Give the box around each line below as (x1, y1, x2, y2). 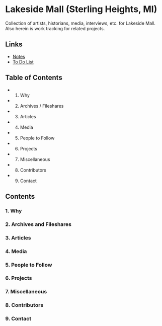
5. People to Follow (5, 261, 52, 268)
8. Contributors (5, 302, 44, 309)
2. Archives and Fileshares (5, 220, 72, 227)
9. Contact (5, 315, 32, 322)
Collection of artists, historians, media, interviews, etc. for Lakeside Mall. (5, 20, 156, 26)
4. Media (5, 248, 27, 255)
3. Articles (5, 234, 31, 241)
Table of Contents (5, 73, 63, 82)
